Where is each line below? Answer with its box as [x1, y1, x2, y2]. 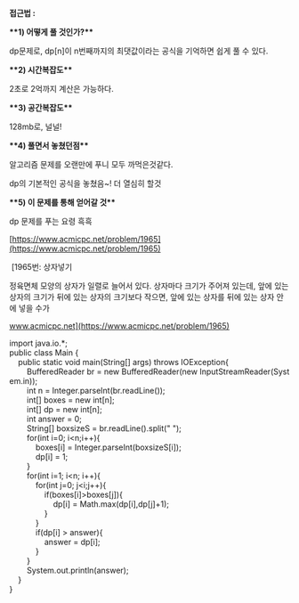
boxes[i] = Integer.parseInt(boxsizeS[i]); [35, 442, 182, 452]
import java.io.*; [9, 338, 69, 348]
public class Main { [9, 347, 79, 358]
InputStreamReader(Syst [199, 366, 290, 377]
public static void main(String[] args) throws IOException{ [17, 357, 230, 367]
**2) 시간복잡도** [9, 65, 73, 75]
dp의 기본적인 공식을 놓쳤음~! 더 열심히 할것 [9, 178, 162, 189]
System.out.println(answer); [26, 565, 129, 575]
